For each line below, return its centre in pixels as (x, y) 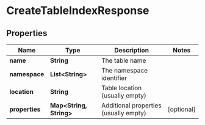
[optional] (182, 109)
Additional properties (131, 105)
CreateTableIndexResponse (78, 11)
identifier (114, 78)
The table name (124, 60)
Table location (122, 88)
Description (131, 50)
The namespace (125, 70)
